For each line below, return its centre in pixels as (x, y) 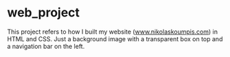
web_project (44, 13)
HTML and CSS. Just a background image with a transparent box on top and (115, 38)
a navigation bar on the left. (46, 46)
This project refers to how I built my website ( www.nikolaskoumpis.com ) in (113, 32)
